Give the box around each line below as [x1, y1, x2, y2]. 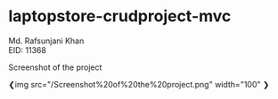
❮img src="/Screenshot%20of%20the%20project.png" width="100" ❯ [8, 79, 270, 89]
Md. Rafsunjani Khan [8, 35, 85, 46]
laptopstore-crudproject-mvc [8, 6, 232, 27]
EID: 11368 [8, 44, 46, 55]
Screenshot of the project [8, 62, 102, 72]
